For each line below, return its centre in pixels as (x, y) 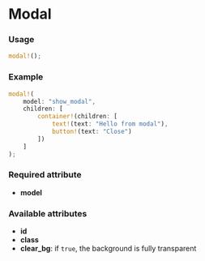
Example (26, 77)
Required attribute (45, 175)
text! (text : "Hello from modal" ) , (110, 124)
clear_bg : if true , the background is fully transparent (108, 249)
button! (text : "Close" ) (92, 132)
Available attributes (48, 213)
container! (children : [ (77, 117)
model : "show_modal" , (59, 101)
